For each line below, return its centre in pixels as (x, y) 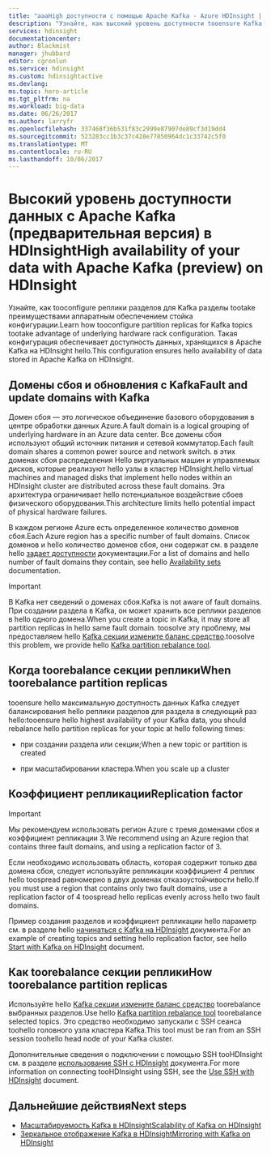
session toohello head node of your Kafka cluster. (91, 1039)
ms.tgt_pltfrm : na (39, 99)
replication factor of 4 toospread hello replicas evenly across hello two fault (134, 896)
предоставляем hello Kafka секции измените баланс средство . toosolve (131, 636)
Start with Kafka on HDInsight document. (76, 947)
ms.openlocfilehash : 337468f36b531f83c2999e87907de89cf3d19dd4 (117, 129)
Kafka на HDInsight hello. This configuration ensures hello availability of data (135, 351)
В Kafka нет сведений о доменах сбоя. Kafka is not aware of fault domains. (135, 602)
